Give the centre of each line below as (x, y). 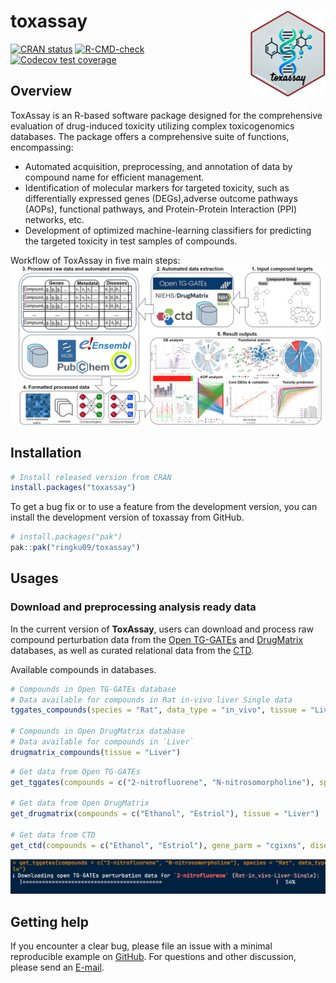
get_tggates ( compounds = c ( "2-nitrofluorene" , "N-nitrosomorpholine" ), (162, 782)
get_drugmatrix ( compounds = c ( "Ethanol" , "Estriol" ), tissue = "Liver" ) (165, 814)
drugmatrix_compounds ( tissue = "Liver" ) (96, 752)
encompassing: (42, 147)
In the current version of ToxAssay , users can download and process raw (162, 629)
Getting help (49, 921)
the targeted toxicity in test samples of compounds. (131, 241)
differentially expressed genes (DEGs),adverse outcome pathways (161, 198)
